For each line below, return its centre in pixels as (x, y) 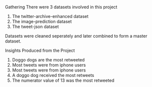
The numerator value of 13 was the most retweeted (63, 80)
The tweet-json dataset (35, 27)
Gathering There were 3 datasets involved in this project (61, 7)
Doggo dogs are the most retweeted (48, 60)
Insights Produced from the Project (40, 51)
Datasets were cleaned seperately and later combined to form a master (76, 36)
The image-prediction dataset (42, 22)
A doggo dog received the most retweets (53, 75)
